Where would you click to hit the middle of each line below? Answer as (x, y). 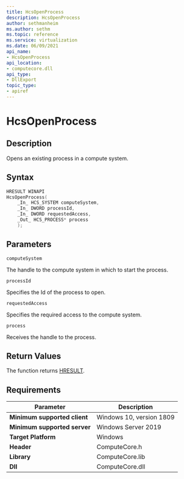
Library (20, 457)
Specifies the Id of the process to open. (56, 292)
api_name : (19, 52)
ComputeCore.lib (121, 457)
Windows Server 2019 (129, 427)
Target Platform (33, 437)
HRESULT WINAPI (26, 191)
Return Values (34, 356)
